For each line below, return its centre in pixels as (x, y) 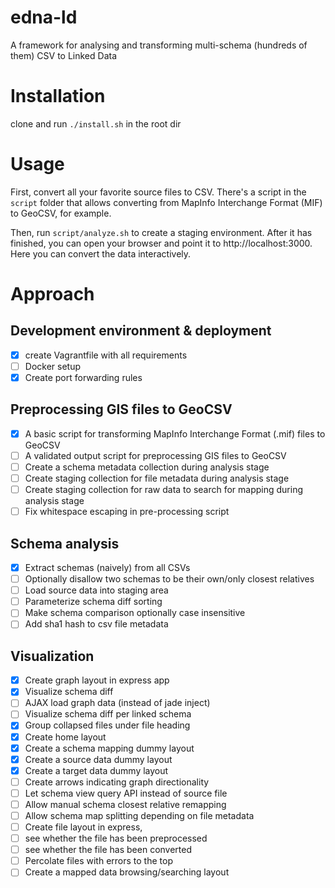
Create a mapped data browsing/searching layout (127, 872)
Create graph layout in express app (97, 680)
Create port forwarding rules (83, 377)
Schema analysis (65, 543)
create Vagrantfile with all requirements (106, 355)
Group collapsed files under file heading (107, 725)
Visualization (52, 656)
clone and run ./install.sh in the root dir (96, 123)
